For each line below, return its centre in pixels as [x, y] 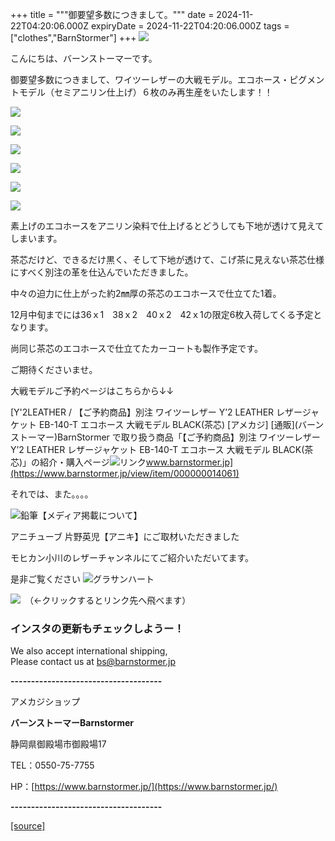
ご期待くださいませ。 [54, 369]
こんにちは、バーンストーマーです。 [84, 58]
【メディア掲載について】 [90, 515]
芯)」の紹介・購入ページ [60, 462]
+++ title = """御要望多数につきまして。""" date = [112, 14]
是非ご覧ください [45, 579]
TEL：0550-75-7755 [52, 765]
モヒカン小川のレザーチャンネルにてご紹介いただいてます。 [132, 557]
